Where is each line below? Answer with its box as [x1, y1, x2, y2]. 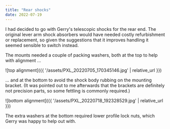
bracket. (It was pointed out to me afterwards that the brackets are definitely [5, 82, 165, 89]
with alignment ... [5, 57, 42, 63]
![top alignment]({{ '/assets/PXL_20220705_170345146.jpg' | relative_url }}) [5, 67, 162, 73]
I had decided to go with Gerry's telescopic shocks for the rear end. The [5, 26, 156, 32]
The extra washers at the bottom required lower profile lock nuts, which [5, 112, 155, 119]
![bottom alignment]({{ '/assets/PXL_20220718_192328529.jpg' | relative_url [5, 97, 163, 104]
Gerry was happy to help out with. [5, 118, 76, 124]
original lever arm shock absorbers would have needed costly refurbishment [5, 31, 165, 37]
